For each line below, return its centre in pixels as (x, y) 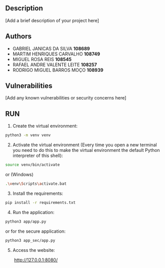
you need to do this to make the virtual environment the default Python (86, 150)
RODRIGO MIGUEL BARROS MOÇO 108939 (58, 70)
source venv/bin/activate (32, 165)
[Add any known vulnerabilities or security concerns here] (66, 98)
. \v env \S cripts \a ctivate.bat (36, 184)
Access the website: (34, 250)
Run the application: (33, 212)
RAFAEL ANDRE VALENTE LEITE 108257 (55, 65)
